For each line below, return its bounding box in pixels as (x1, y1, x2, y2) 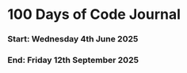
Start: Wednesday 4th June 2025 (7, 34, 139, 45)
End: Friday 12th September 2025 (7, 55, 139, 66)
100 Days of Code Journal (7, 5, 181, 24)
